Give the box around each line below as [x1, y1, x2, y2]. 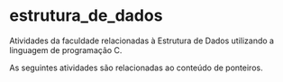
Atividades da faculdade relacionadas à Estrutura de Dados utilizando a [9, 35, 275, 46]
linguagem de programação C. [9, 44, 123, 55]
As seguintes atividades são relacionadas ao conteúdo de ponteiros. [9, 62, 263, 73]
